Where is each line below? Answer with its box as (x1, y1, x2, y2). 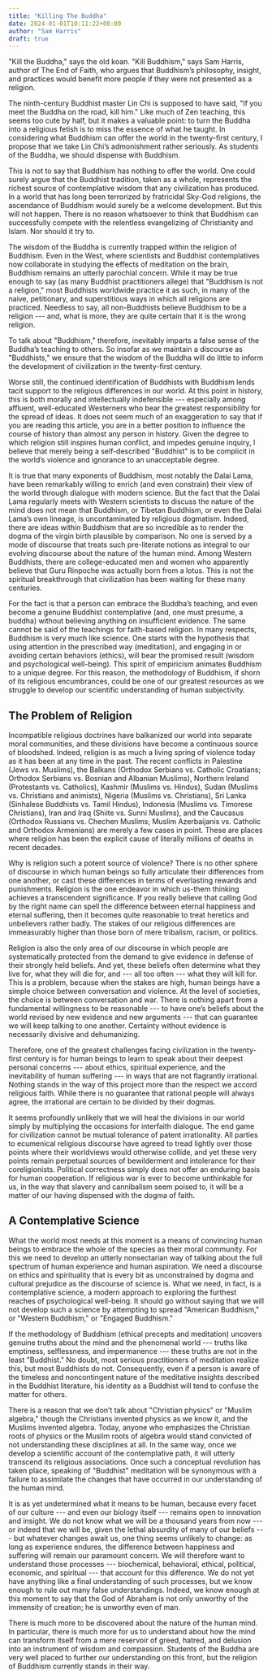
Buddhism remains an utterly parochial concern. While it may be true (8, 268, 238, 278)
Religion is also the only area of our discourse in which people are (8, 944, 229, 953)
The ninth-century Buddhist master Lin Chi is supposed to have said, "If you (8, 98, 262, 108)
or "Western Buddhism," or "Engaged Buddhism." (8, 1313, 174, 1323)
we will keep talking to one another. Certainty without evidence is (8, 1021, 227, 1030)
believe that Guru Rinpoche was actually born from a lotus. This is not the (8, 566, 254, 575)
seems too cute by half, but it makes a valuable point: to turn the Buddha (8, 115, 251, 126)
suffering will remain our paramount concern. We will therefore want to (8, 1550, 245, 1560)
